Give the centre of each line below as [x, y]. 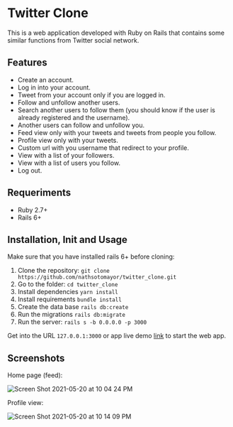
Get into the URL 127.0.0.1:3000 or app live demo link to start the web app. [117, 336]
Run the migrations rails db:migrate [72, 315]
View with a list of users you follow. [69, 163]
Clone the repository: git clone [63, 271]
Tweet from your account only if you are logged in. [91, 94]
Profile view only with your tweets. [68, 140]
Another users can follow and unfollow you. [81, 125]
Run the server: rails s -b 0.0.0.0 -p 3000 [82, 322]
